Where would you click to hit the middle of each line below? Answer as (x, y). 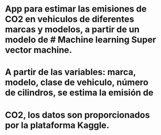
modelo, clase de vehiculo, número (77, 82)
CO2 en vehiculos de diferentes (70, 19)
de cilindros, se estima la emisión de (79, 93)
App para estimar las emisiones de (76, 9)
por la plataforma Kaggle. (57, 125)
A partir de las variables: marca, (71, 72)
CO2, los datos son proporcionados (77, 115)
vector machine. (39, 50)
